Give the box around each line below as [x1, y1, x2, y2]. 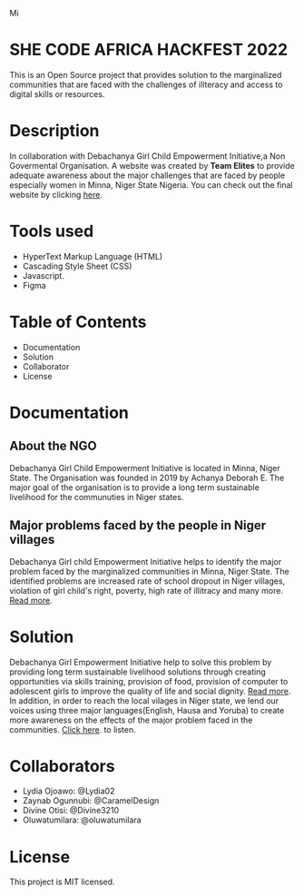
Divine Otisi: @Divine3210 [22, 805, 120, 816]
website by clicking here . [9, 189, 103, 200]
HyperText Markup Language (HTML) [22, 251, 163, 261]
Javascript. [22, 270, 65, 281]
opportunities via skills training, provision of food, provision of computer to [9, 675, 289, 686]
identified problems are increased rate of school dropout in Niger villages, [9, 576, 286, 586]
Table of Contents [9, 312, 147, 332]
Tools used [9, 222, 94, 241]
